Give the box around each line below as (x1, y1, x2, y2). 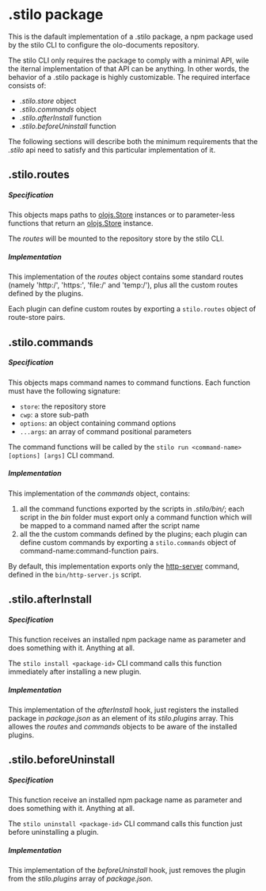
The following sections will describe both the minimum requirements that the (8, 136, 258, 146)
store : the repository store (19, 402, 107, 411)
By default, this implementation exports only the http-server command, (8, 561, 240, 571)
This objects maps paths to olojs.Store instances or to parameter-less (8, 210, 235, 219)
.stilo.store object (19, 96, 77, 105)
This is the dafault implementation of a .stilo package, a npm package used (8, 32, 253, 41)
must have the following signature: (8, 386, 121, 395)
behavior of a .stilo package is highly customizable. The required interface (8, 72, 251, 82)
